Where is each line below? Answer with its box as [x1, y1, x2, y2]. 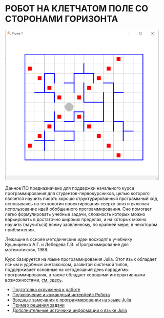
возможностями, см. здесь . [5, 277, 63, 283]
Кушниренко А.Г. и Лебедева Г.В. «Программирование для [5, 241, 129, 247]
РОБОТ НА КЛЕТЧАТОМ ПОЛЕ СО [5, 3, 148, 14]
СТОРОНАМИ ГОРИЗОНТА [5, 13, 118, 24]
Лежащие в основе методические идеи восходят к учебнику [5, 236, 133, 242]
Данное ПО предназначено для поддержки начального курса [5, 185, 135, 191]
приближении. [5, 226, 35, 233]
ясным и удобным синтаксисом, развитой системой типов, [5, 261, 129, 267]
